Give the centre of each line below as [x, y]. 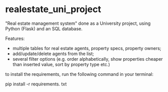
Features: [15, 38]
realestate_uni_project [53, 9]
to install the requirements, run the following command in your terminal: [79, 74]
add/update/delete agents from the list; [53, 54]
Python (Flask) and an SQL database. [44, 28]
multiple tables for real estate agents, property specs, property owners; [87, 48]
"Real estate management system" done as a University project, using [78, 23]
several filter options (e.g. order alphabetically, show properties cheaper [88, 59]
